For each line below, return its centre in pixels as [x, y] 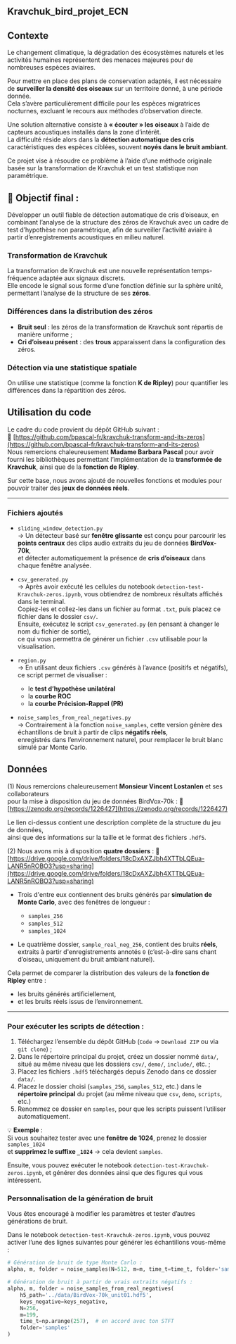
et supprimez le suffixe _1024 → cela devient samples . [85, 1152]
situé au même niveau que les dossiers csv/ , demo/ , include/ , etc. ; [114, 1064]
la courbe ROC [50, 696]
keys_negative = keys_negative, [64, 1302]
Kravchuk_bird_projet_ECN [68, 12]
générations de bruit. [38, 1221]
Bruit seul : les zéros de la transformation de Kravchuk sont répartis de [120, 327]
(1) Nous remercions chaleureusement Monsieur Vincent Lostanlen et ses [115, 786]
